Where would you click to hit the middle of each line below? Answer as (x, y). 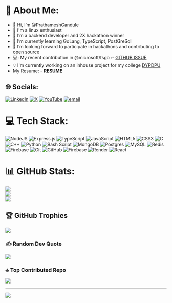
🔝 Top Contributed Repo (36, 270)
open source (26, 52)
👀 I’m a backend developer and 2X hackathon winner (68, 35)
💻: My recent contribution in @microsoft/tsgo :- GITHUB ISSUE (80, 57)
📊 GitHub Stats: (40, 171)
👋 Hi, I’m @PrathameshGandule (46, 25)
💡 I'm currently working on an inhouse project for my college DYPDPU (87, 65)
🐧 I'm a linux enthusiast (37, 30)
